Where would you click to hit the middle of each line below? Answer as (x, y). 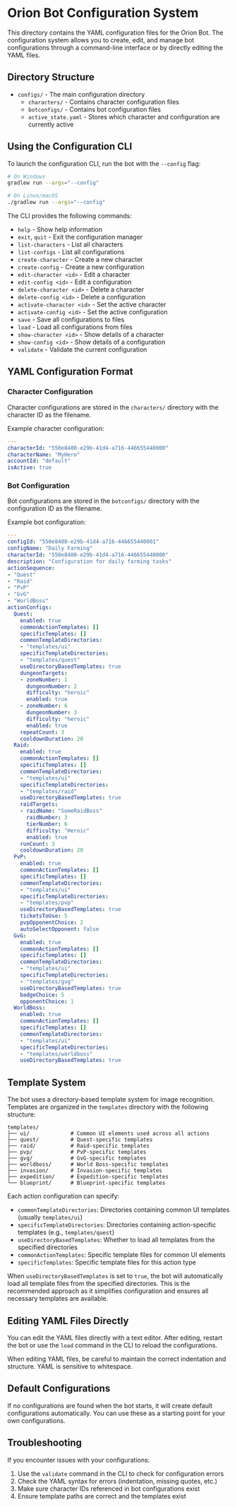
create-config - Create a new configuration (81, 267)
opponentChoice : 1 (47, 1001)
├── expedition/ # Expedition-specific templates (88, 1177)
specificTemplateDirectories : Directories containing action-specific (117, 1225)
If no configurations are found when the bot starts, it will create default (110, 1405)
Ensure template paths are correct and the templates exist (102, 1496)
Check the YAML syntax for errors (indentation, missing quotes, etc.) (117, 1481)
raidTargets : (39, 804)
